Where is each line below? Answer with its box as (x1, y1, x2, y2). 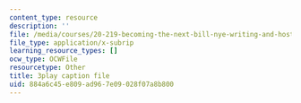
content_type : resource (9, 13, 99, 22)
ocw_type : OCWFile (9, 55, 78, 64)
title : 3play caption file (9, 72, 110, 81)
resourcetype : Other (9, 64, 87, 73)
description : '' (9, 21, 70, 30)
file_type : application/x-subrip (9, 38, 134, 47)
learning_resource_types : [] (9, 47, 118, 56)
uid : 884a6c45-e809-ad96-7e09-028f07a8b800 (9, 80, 175, 89)
